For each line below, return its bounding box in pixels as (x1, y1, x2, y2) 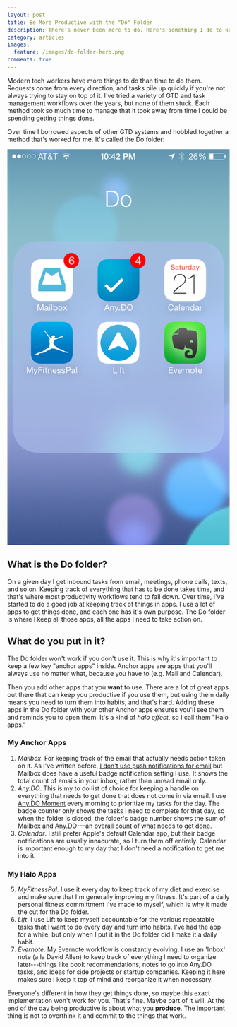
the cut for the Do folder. (17, 908, 90, 916)
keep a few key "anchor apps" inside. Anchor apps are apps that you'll (7, 661, 212, 670)
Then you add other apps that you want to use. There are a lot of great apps (7, 682, 229, 691)
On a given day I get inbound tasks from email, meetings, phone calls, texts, (7, 577, 228, 586)
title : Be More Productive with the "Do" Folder (7, 18, 153, 26)
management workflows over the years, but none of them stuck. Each (7, 99, 210, 107)
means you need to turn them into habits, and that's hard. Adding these (7, 698, 214, 706)
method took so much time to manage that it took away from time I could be (7, 106, 228, 114)
